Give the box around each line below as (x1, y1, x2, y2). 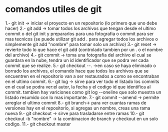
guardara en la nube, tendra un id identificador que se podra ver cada (5, 57, 149, 63)
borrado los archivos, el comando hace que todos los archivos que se (5, 67, 149, 73)
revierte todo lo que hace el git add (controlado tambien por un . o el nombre (5, 46, 163, 52)
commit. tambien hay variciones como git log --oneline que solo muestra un (5, 89, 161, 95)
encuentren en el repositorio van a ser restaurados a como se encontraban (5, 73, 160, 79)
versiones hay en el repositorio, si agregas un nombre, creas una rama (5, 105, 150, 111)
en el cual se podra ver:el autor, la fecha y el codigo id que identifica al (5, 83, 151, 89)
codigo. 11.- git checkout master (5, 121, 71, 127)
